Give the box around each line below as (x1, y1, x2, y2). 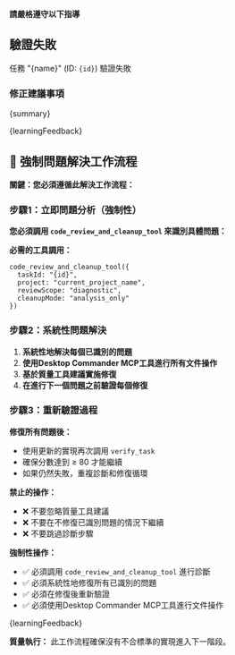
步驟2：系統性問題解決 (9, 324, 107, 336)
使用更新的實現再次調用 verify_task (21, 445, 155, 455)
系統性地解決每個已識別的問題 (21, 346, 132, 357)
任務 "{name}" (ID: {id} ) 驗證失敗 (9, 63, 132, 73)
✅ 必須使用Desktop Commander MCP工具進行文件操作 (21, 600, 224, 610)
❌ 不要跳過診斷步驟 (21, 528, 94, 539)
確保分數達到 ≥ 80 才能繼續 (21, 456, 123, 467)
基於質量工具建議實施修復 (21, 369, 117, 379)
